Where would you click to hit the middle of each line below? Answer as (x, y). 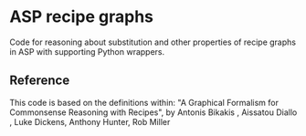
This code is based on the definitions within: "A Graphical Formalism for (144, 102)
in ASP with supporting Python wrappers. (87, 51)
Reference (40, 81)
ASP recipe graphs (81, 17)
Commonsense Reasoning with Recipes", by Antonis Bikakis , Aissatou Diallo (153, 112)
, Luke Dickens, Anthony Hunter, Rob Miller (90, 121)
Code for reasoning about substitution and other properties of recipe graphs (153, 42)
